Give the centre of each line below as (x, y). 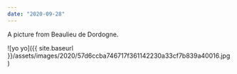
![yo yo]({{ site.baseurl (40, 48)
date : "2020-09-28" (36, 14)
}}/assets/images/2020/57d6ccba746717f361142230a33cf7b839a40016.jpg (119, 55)
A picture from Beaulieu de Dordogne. (63, 34)
